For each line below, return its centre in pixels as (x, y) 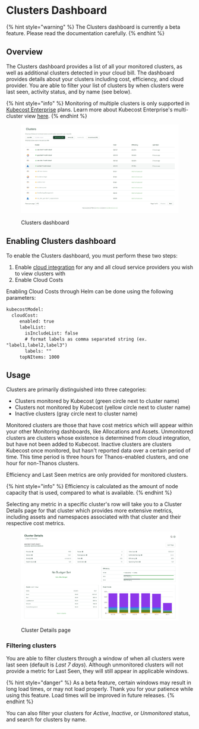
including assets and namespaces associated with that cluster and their (94, 517)
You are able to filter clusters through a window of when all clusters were (96, 659)
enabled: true (37, 321)
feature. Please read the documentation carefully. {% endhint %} (86, 33)
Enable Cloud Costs (39, 280)
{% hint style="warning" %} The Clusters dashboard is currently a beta (93, 27)
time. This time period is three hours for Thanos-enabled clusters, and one (97, 457)
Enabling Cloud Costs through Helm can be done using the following (90, 291)
